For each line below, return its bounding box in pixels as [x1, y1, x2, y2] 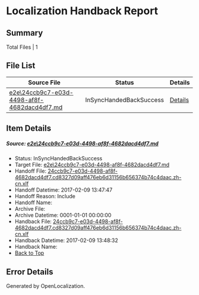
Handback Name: [14, 243, 57, 250]
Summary [6, 28, 43, 38]
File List [6, 61, 36, 71]
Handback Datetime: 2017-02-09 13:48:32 [14, 237, 118, 244]
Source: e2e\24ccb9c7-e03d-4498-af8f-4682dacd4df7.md [6, 139, 159, 147]
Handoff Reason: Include [14, 193, 76, 200]
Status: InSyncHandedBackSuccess [14, 155, 102, 162]
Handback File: [14, 218, 52, 225]
